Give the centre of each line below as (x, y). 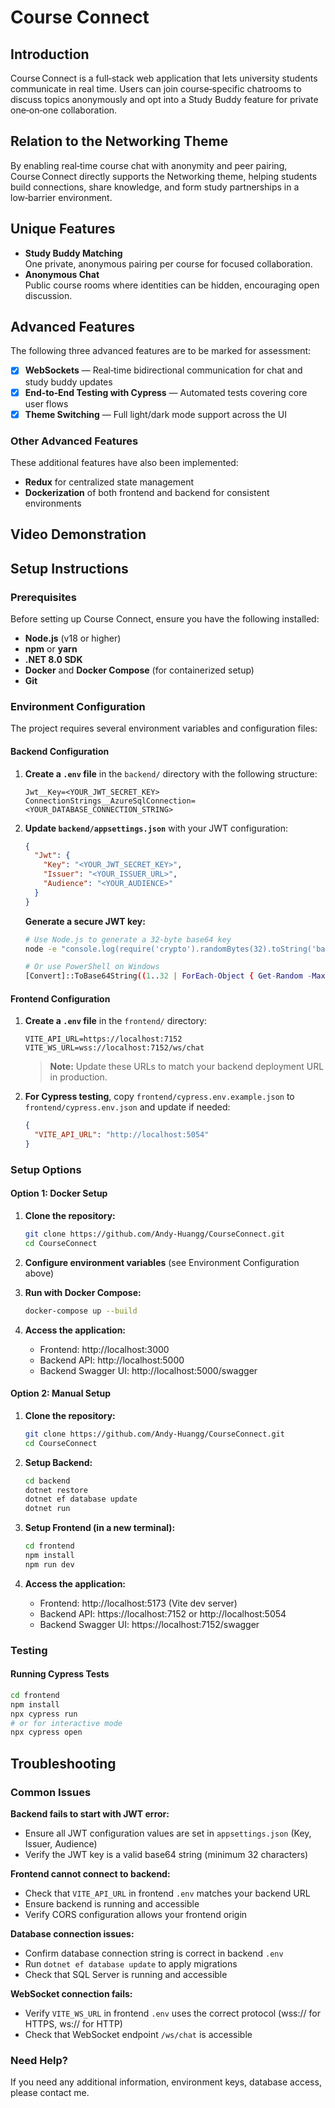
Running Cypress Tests (60, 1674)
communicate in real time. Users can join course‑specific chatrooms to (156, 89)
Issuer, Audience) (61, 1843)
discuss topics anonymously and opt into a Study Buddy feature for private (164, 99)
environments (53, 503)
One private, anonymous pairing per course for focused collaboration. (168, 263)
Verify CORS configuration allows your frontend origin (136, 1914)
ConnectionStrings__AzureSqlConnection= (110, 801)
